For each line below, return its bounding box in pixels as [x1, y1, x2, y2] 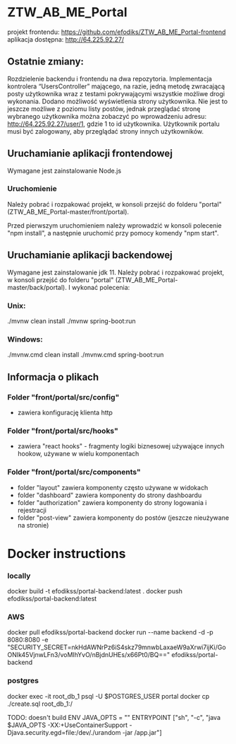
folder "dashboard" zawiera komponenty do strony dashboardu [17, 491, 202, 499]
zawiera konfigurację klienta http [17, 408, 113, 417]
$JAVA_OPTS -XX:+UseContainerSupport [7, 721, 128, 729]
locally [7, 571, 31, 581]
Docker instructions [7, 545, 126, 562]
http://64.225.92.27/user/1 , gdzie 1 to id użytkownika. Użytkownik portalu [7, 120, 220, 128]
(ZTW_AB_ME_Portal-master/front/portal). [7, 207, 129, 216]
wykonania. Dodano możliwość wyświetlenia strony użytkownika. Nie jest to [7, 97, 228, 105]
